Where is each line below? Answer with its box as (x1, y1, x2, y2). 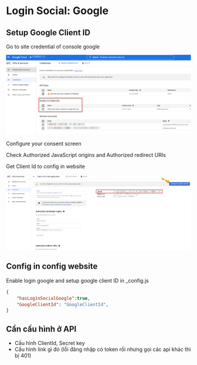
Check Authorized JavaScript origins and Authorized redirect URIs (6, 152, 166, 159)
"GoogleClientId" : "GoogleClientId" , (16, 302, 109, 307)
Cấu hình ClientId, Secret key (14, 340, 85, 347)
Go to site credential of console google (6, 43, 100, 50)
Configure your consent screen (6, 140, 81, 148)
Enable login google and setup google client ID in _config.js (6, 277, 150, 284)
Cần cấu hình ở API (6, 324, 77, 334)
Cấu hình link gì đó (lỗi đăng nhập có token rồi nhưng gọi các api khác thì (14, 346, 191, 353)
